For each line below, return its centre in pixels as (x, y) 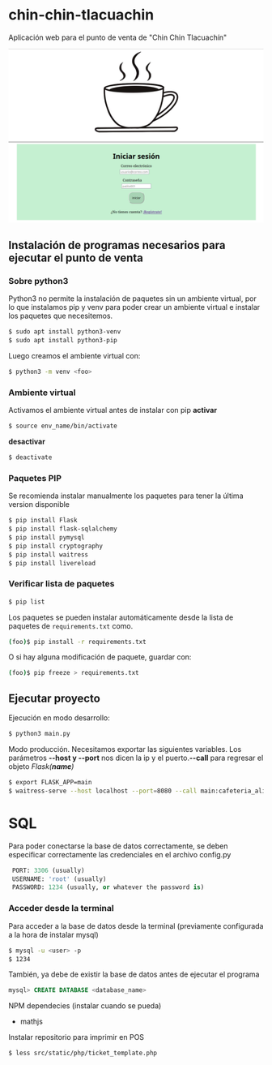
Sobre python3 (38, 281)
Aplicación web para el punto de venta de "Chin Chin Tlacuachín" (118, 37)
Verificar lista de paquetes (62, 584)
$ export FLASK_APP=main (50, 783)
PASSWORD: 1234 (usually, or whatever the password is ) (108, 887)
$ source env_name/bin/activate (63, 426)
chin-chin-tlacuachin (81, 15)
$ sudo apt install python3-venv (65, 332)
